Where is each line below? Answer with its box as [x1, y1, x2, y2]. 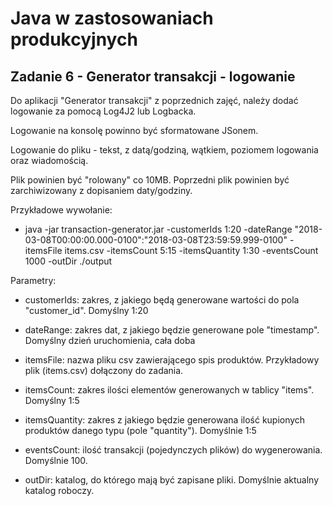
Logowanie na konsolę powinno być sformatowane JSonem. [10, 125, 259, 136]
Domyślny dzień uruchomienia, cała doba [24, 335, 196, 346]
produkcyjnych [10, 28, 138, 51]
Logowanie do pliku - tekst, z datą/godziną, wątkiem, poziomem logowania [10, 144, 319, 156]
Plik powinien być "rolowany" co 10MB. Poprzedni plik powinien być [10, 174, 290, 186]
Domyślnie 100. [24, 455, 88, 466]
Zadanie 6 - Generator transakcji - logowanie [10, 68, 296, 85]
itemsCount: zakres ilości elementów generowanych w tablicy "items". [24, 384, 315, 396]
